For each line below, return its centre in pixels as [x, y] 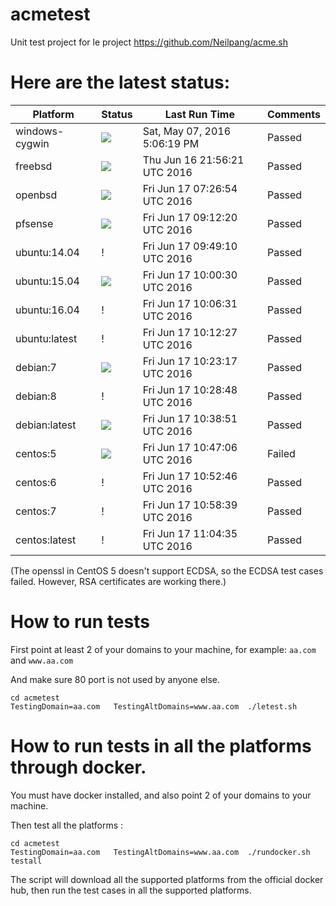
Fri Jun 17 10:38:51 [190, 418]
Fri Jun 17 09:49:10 [190, 246]
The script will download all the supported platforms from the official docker [167, 879]
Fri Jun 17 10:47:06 [190, 447]
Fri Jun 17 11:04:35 [190, 533]
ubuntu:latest [46, 338]
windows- [40, 131]
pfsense [34, 223]
